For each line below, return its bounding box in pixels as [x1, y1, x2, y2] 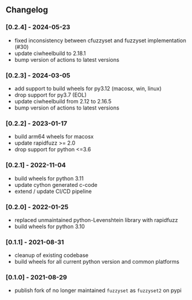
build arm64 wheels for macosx [14, 133, 94, 140]
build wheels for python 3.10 [14, 223, 85, 230]
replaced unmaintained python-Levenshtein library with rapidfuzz [14, 216, 178, 223]
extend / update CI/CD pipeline [14, 187, 92, 195]
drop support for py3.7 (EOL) [14, 91, 87, 99]
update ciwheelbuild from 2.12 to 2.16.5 [14, 97, 112, 105]
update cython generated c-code [14, 181, 98, 188]
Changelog [5, 5, 48, 15]
